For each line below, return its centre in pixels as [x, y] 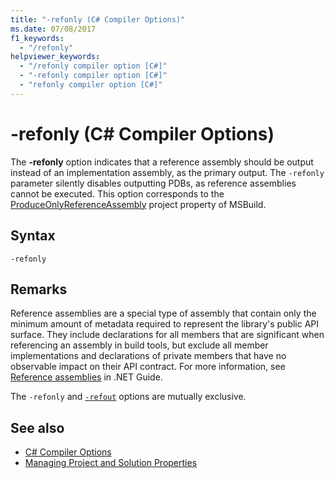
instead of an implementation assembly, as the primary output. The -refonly [167, 172]
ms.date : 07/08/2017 [53, 29]
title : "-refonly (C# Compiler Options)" [98, 19]
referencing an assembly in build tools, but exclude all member [139, 345]
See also [37, 427]
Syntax [33, 236]
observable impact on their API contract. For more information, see [148, 367]
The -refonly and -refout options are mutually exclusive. [128, 397]
